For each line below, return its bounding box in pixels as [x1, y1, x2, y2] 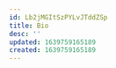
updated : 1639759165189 [9, 37, 97, 47]
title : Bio [9, 21, 49, 30]
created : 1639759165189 [9, 46, 97, 55]
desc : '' [9, 29, 41, 38]
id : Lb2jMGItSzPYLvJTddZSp [9, 12, 108, 22]
